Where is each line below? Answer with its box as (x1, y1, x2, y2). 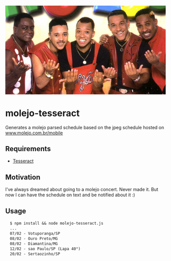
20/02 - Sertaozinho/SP (10, 251, 60, 257)
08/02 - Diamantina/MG (10, 241, 58, 247)
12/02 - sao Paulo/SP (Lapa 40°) (10, 246, 81, 252)
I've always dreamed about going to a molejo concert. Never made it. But (5, 186, 159, 193)
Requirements (5, 144, 51, 153)
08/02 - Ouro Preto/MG (10, 236, 58, 242)
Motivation (5, 173, 41, 181)
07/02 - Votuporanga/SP (10, 231, 60, 236)
